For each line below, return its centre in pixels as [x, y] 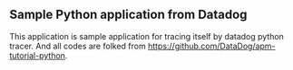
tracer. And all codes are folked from [78, 46]
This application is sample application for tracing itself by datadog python [146, 36]
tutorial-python [38, 55]
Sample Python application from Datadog [128, 15]
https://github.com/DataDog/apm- [212, 46]
